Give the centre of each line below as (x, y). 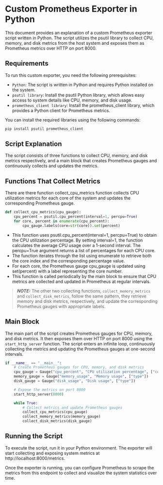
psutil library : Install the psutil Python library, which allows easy (78, 95)
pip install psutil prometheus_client (44, 129)
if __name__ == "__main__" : (33, 363)
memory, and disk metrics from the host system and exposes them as (75, 43)
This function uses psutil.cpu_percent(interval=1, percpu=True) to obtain (84, 235)
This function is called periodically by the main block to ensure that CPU (84, 276)
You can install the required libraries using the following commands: (73, 120)
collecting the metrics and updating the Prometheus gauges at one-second (80, 349)
